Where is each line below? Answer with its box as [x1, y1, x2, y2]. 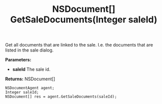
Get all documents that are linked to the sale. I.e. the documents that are [5, 42, 154, 48]
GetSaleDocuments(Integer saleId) [10, 14, 158, 25]
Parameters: [5, 57, 31, 63]
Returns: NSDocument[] [5, 76, 55, 82]
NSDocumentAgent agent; [5, 86, 55, 91]
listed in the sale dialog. [5, 47, 54, 53]
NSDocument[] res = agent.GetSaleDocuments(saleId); [5, 94, 117, 100]
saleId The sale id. [12, 66, 51, 72]
